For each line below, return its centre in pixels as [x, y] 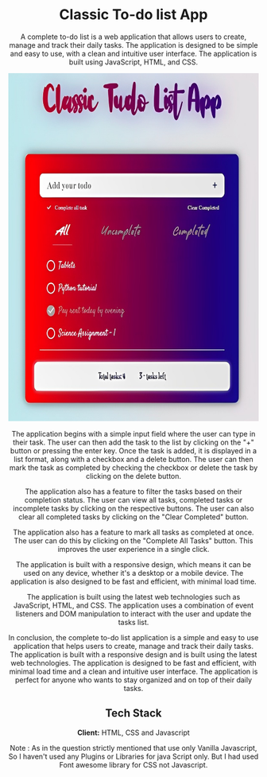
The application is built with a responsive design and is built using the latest [133, 655]
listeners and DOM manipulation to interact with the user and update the [133, 613]
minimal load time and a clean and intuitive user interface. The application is [133, 671]
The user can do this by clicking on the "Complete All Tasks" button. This [133, 540]
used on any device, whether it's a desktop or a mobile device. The [133, 573]
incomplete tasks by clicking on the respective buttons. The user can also [133, 508]
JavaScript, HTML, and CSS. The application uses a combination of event [133, 605]
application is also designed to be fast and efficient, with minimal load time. [133, 581]
